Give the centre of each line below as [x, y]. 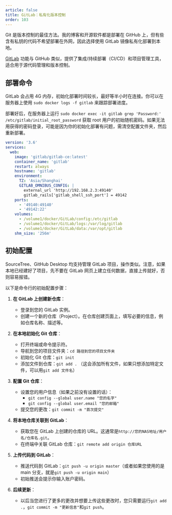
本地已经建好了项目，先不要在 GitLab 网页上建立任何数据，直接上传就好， [83, 270]
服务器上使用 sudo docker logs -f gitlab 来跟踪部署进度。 [68, 103]
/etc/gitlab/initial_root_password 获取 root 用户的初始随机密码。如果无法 [85, 120]
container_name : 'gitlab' [42, 162]
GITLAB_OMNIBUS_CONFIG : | [46, 186]
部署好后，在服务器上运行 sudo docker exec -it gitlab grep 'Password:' [83, 114]
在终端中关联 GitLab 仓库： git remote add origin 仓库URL [81, 444]
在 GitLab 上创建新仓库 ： [39, 299]
